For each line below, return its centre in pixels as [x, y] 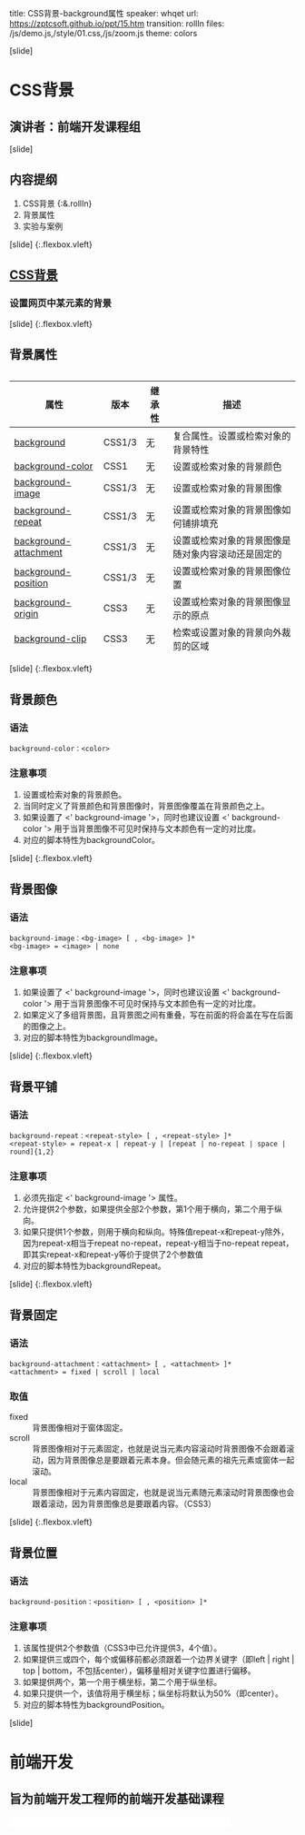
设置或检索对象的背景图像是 [231, 541]
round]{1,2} [32, 1152]
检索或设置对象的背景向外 [227, 632]
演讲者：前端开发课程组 [75, 127]
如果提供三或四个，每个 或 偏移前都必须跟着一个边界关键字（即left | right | [158, 1660]
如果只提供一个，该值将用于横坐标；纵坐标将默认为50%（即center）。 [152, 1693]
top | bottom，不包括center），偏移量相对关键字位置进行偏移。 [139, 1671]
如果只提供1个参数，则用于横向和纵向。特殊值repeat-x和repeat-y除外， [156, 1232]
